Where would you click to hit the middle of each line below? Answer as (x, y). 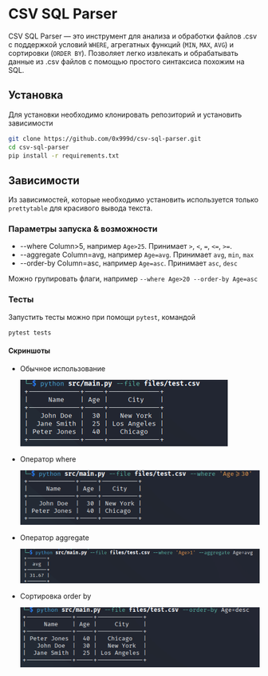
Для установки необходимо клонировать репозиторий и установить (125, 114)
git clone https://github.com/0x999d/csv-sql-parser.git (105, 138)
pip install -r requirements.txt (64, 156)
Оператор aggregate (54, 538)
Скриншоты (29, 351)
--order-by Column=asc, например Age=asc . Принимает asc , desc (128, 263)
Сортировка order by (55, 596)
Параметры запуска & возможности (83, 229)
